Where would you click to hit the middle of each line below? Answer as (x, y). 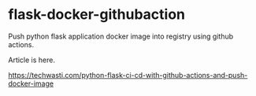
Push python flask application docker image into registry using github (121, 36)
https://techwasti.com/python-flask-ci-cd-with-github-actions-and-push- (128, 75)
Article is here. (32, 60)
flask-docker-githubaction (97, 15)
